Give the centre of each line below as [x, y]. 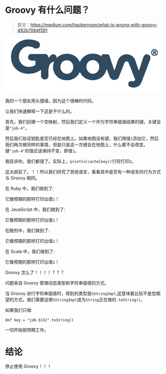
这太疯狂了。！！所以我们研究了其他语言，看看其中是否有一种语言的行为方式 [83, 172]
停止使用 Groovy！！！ [28, 367]
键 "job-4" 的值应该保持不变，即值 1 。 [42, 151]
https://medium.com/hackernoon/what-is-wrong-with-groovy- [94, 25]
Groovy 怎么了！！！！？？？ [35, 273]
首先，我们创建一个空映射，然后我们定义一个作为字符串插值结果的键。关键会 [83, 122]
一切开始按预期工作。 [27, 330]
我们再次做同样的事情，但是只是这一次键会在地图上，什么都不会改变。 [77, 145]
